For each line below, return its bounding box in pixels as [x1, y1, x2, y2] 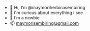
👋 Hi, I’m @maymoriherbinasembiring [9, 5, 86, 10]
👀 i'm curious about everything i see [9, 10, 83, 15]
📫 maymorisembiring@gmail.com [9, 20, 79, 26]
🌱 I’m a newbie [9, 15, 40, 20]
